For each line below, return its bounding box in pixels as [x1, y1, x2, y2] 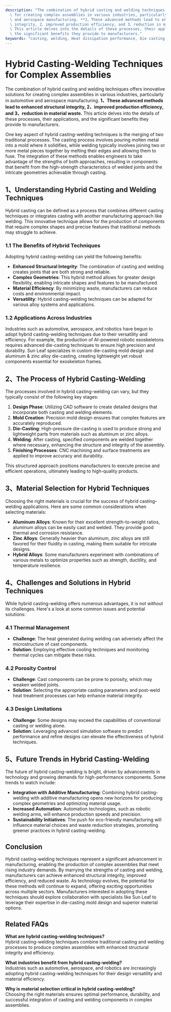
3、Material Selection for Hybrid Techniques [5, 484, 150, 493]
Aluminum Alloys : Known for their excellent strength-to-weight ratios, [12, 519, 160, 525]
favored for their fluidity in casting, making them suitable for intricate [12, 540, 157, 546]
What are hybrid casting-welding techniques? [5, 933, 105, 939]
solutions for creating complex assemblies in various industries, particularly [5, 91, 164, 97]
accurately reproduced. [12, 420, 62, 426]
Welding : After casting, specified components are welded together [12, 436, 154, 443]
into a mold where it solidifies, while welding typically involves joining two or [5, 142, 165, 148]
